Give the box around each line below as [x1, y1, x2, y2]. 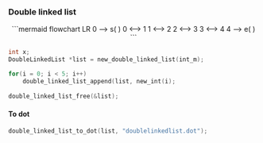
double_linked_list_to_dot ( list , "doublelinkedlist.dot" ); [8, 126, 208, 135]
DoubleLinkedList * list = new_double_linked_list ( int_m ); [8, 56, 204, 64]
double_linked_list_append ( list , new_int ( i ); [22, 77, 176, 85]
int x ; [8, 48, 30, 56]
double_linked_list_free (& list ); [8, 92, 119, 100]
